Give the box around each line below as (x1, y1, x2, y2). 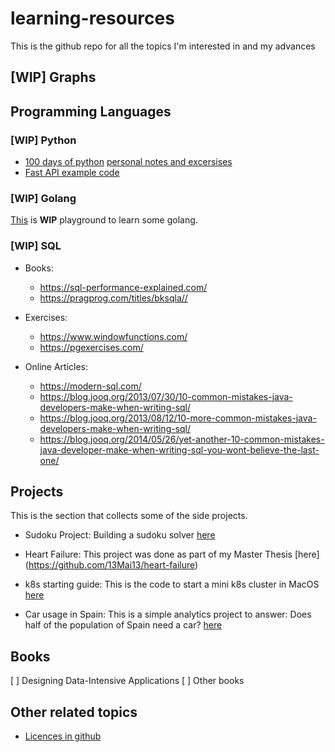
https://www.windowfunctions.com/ (39, 330, 188, 342)
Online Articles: (24, 360, 89, 372)
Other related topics (10, 703, 138, 721)
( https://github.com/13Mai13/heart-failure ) (24, 559, 199, 571)
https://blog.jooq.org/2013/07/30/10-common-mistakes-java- (39, 390, 293, 402)
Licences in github (24, 730, 102, 742)
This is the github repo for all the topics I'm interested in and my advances (10, 40, 316, 52)
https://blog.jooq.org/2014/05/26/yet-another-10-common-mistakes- (39, 433, 325, 445)
